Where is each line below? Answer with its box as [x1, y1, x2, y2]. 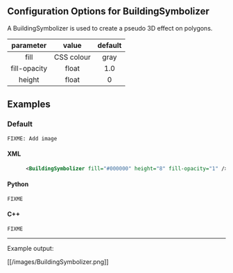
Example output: [7, 244, 54, 252]
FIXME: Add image [7, 135, 58, 142]
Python [7, 180, 29, 188]
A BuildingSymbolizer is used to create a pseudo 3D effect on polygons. [7, 24, 213, 32]
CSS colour [54, 52, 92, 62]
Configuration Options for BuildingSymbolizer [7, 6, 209, 17]
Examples [7, 99, 51, 110]
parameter [11, 40, 47, 50]
